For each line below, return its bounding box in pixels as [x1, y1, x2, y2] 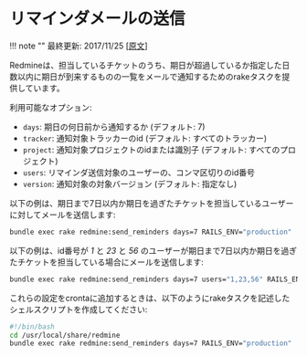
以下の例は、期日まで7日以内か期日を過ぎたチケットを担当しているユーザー [9, 197, 294, 208]
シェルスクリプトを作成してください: [9, 303, 148, 315]
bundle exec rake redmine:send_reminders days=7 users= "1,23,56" [9, 275, 263, 284]
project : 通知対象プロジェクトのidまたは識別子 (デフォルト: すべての [22, 143, 281, 155]
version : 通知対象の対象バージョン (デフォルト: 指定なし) [22, 178, 238, 189]
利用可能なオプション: [9, 101, 93, 112]
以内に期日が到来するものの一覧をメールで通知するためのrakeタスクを [16, 70, 282, 82]
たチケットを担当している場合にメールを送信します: [9, 257, 204, 268]
